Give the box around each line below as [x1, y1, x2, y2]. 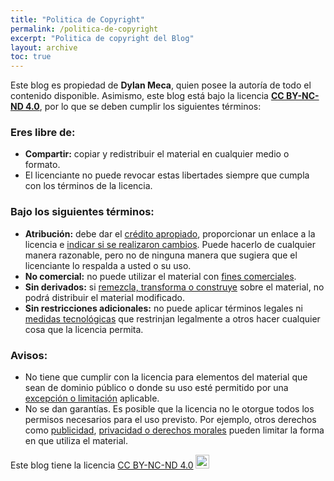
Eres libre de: [10, 126, 76, 140]
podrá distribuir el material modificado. [24, 291, 185, 303]
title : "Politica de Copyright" [10, 14, 145, 25]
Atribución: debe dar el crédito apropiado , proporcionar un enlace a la [24, 227, 316, 240]
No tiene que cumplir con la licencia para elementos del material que [24, 371, 308, 383]
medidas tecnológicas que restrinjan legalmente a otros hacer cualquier [24, 312, 321, 325]
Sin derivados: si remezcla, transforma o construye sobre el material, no [24, 281, 325, 293]
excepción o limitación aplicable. [24, 392, 160, 405]
